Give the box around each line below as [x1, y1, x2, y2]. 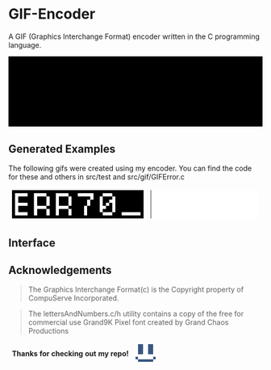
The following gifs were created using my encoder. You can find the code [8, 163, 252, 174]
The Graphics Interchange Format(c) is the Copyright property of [27, 284, 244, 295]
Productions [27, 326, 69, 336]
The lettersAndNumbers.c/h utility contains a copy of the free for [27, 309, 244, 319]
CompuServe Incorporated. [27, 293, 119, 303]
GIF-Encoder [8, 5, 96, 23]
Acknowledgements [8, 263, 112, 277]
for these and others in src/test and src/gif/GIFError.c [8, 172, 186, 182]
